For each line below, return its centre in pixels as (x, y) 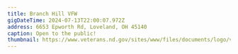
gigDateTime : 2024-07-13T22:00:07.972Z (66, 20)
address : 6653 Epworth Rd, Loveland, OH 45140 (77, 27)
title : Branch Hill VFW (42, 14)
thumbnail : (23, 40)
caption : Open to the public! (52, 33)
